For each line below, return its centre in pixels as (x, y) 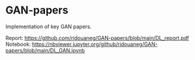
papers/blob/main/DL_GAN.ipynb (45, 50)
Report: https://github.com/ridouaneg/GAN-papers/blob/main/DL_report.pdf (97, 38)
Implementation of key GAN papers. (49, 26)
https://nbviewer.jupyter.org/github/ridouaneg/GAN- (95, 44)
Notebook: (18, 44)
